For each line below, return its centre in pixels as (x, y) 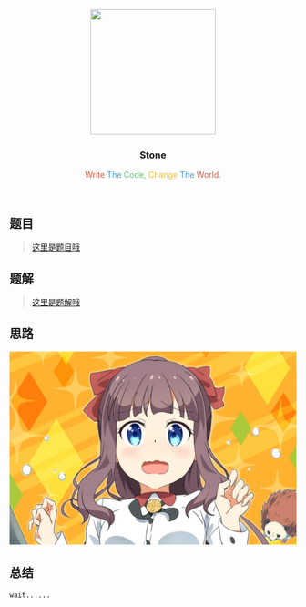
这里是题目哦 (56, 247)
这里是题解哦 (56, 302)
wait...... (30, 596)
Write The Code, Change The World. (153, 175)
